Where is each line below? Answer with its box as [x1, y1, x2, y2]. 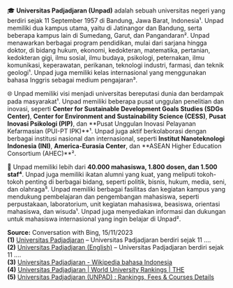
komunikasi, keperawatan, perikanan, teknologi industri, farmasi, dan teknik [7, 61, 225, 69]
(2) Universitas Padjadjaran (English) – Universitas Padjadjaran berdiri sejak [7, 243, 225, 251]
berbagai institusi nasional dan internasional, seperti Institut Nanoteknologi [7, 134, 225, 143]
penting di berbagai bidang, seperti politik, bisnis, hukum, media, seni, [24, 178, 227, 186]
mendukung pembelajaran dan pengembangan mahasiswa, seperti [7, 192, 200, 201]
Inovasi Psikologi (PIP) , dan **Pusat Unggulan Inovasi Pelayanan [7, 120, 197, 128]
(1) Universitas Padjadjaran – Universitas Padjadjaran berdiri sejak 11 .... [7, 236, 211, 244]
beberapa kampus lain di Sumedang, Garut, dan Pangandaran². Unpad [7, 31, 210, 39]
